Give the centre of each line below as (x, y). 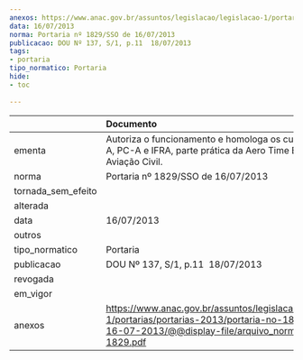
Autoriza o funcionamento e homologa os (193, 139)
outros (28, 235)
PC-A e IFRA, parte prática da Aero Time (203, 150)
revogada (34, 279)
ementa (30, 150)
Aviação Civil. (134, 162)
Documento (132, 124)
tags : (19, 51)
